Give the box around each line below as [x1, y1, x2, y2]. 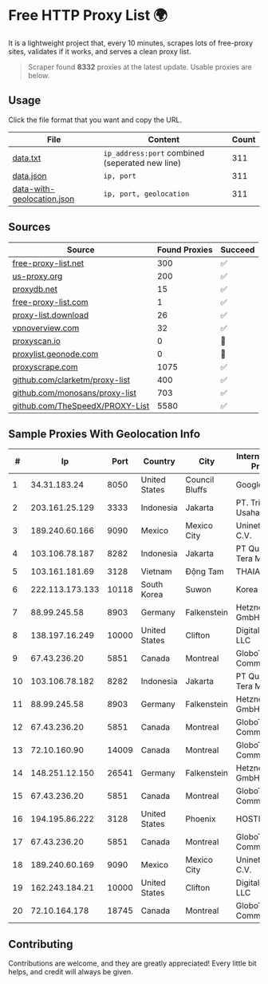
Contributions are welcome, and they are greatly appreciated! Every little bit [8, 958, 257, 968]
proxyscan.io [12, 335, 61, 346]
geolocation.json [12, 193, 75, 204]
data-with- [12, 183, 56, 194]
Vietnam [140, 566, 172, 577]
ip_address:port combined [103, 147, 205, 158]
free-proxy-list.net [12, 257, 85, 268]
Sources [8, 220, 51, 234]
